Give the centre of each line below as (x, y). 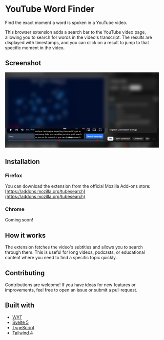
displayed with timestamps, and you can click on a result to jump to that (77, 42)
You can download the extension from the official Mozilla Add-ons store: (78, 186)
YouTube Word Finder (50, 9)
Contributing (25, 273)
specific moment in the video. (35, 48)
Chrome (15, 209)
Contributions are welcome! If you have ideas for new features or (70, 285)
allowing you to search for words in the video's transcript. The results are (79, 37)
